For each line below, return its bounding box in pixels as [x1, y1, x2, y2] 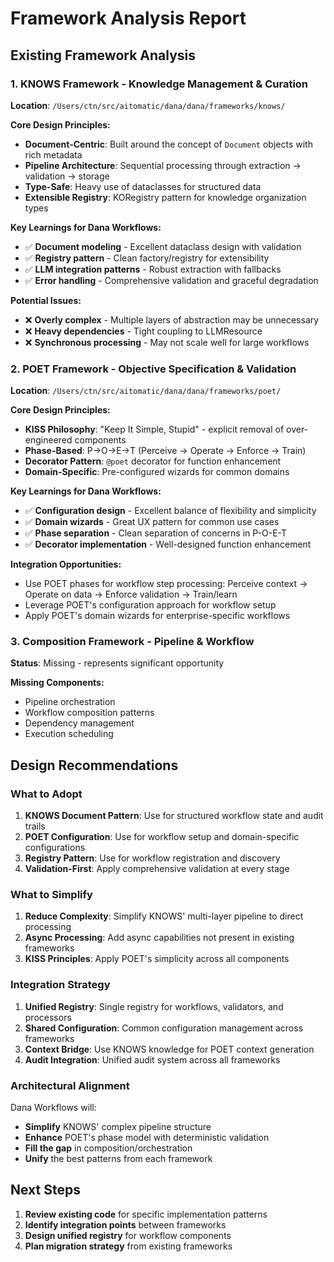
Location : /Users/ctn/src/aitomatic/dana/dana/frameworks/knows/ [10, 99, 286, 111]
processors [24, 1011, 72, 1023]
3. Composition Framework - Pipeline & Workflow [10, 635, 255, 649]
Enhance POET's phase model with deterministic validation [24, 1132, 270, 1144]
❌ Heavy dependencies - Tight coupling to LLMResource [24, 325, 263, 337]
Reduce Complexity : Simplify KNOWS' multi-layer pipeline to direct [24, 910, 304, 922]
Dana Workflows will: [10, 1102, 97, 1114]
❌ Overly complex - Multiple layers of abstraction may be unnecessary [24, 313, 320, 326]
